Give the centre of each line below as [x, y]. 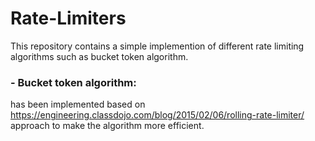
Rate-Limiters [68, 18]
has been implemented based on [78, 104]
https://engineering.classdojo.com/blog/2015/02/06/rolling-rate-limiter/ [157, 115]
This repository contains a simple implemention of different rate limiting [157, 46]
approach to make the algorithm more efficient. [107, 126]
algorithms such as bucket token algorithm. [99, 56]
